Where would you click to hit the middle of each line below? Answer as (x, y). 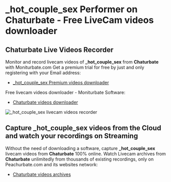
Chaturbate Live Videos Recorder (59, 50)
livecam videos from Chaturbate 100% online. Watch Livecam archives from (86, 154)
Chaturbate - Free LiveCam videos (80, 20)
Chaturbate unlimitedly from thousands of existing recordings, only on (80, 159)
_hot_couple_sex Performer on (71, 9)
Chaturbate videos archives (42, 174)
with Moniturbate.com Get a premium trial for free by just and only (75, 67)
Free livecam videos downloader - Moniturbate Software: (65, 92)
